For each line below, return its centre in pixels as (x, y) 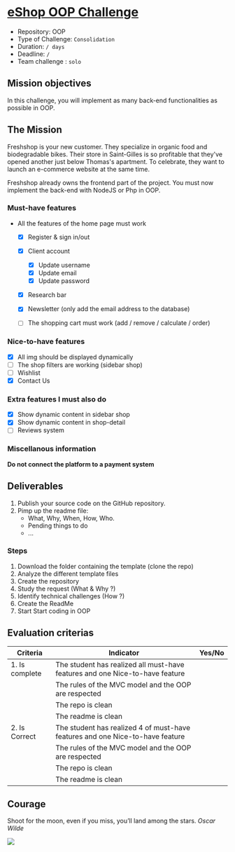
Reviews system (41, 430)
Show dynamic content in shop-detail (71, 422)
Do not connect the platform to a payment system (81, 464)
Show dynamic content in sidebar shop (74, 415)
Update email (57, 273)
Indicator (124, 652)
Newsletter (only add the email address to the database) (109, 309)
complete (26, 673)
